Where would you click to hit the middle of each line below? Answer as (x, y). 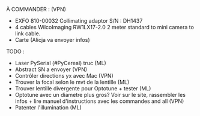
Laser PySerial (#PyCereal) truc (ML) (60, 63)
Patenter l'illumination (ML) (48, 107)
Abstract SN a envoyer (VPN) (51, 69)
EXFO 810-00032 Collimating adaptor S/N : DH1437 (79, 21)
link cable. (28, 33)
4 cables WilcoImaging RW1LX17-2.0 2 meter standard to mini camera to (104, 27)
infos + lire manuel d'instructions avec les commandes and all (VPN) (99, 101)
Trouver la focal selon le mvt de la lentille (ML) (72, 82)
